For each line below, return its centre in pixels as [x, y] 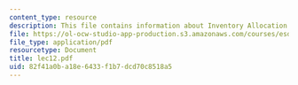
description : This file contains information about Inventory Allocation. [150, 26]
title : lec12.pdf [41, 58]
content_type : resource [53, 17]
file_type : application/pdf [61, 42]
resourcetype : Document [53, 50]
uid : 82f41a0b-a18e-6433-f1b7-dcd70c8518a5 [91, 67]
